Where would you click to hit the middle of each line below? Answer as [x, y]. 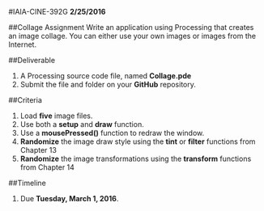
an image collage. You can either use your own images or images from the [132, 36]
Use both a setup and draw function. [82, 124]
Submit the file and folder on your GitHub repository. [108, 84]
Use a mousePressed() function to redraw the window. [112, 133]
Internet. [23, 44]
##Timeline [27, 183]
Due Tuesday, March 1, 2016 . [69, 198]
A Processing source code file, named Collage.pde [106, 76]
